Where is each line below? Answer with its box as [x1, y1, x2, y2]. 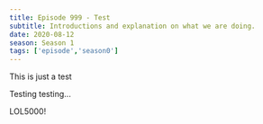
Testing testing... [9, 89, 72, 100]
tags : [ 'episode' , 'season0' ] [9, 47, 119, 56]
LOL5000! [9, 106, 47, 117]
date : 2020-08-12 [9, 30, 75, 39]
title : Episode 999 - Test [9, 13, 111, 22]
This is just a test [9, 71, 72, 82]
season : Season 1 [9, 38, 75, 48]
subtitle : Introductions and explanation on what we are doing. [9, 22, 256, 31]
